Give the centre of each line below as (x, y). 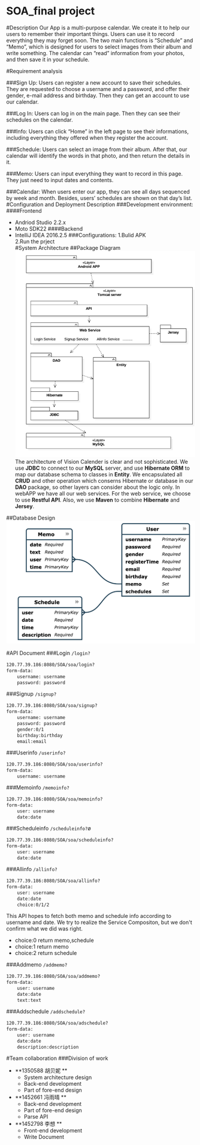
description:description (48, 1047)
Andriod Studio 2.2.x (40, 222)
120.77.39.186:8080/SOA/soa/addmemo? (53, 976)
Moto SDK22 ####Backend (49, 228)
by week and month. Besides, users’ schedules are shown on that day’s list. (99, 198)
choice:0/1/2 (33, 905)
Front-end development (53, 1130)
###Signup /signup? (31, 694)
